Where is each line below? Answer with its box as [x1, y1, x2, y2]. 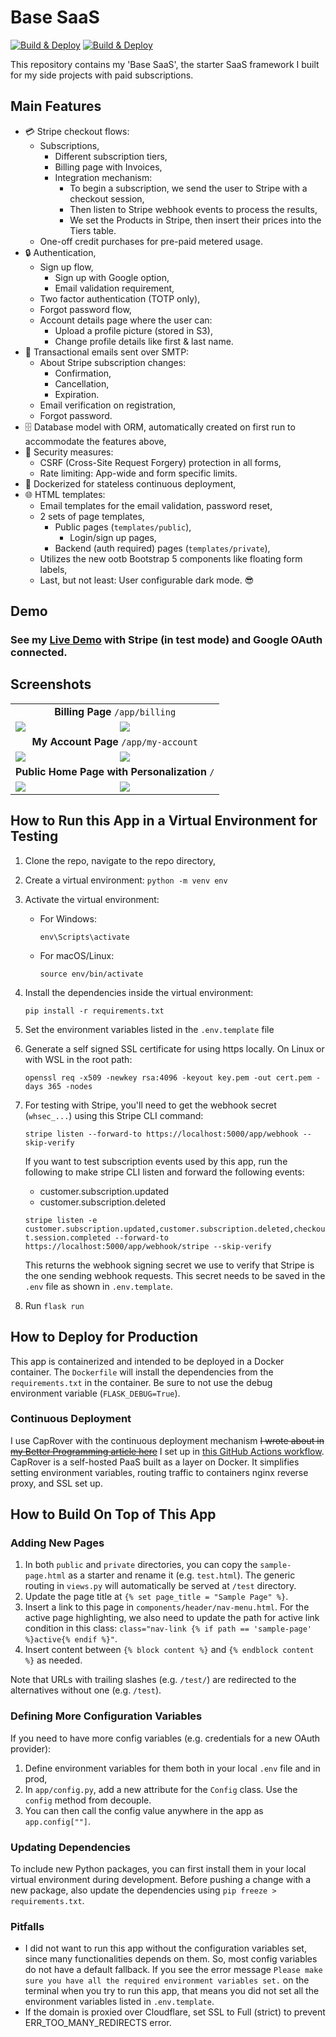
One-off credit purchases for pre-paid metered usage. [39, 235, 264, 247]
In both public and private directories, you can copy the [24, 1559, 258, 1571]
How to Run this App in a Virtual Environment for [10, 812, 318, 830]
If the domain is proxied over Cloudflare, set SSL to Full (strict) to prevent [24, 2006, 326, 2018]
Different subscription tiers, [54, 150, 168, 162]
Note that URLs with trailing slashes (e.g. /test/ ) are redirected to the [10, 1674, 297, 1686]
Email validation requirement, [54, 282, 175, 294]
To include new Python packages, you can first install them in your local [10, 1863, 307, 1875]
